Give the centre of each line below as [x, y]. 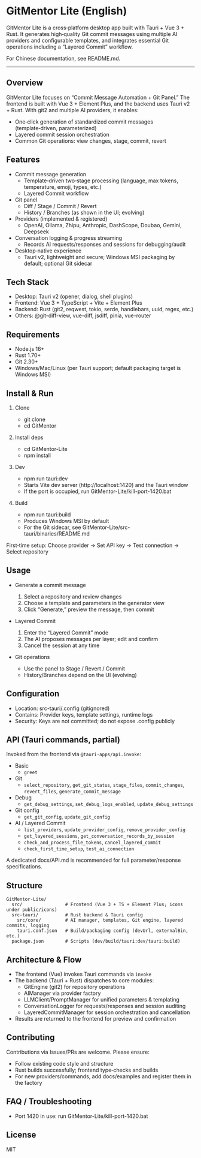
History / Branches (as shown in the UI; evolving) [84, 212]
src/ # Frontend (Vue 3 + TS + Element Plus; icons [98, 905]
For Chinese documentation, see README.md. [63, 58]
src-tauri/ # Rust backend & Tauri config [77, 915]
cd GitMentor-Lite [45, 449]
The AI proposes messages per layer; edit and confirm [91, 639]
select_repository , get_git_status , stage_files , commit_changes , [104, 785]
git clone [35, 419]
